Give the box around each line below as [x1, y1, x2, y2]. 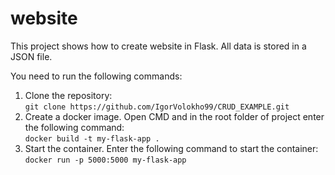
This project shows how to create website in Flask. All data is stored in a [10, 40, 307, 52]
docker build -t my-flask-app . [24, 133, 160, 144]
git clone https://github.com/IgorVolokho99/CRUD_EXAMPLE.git [24, 102, 290, 112]
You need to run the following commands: [10, 70, 183, 82]
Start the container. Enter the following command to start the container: [24, 142, 319, 154]
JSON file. [10, 50, 53, 62]
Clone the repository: [24, 89, 113, 101]
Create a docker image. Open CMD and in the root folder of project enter [24, 110, 325, 122]
